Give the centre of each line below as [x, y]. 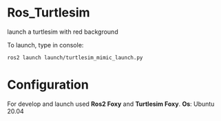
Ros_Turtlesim [49, 13]
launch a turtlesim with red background [63, 32]
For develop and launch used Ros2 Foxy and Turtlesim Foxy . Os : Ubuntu [111, 104]
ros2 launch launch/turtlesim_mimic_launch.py [75, 57]
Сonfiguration [48, 85]
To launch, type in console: [45, 45]
